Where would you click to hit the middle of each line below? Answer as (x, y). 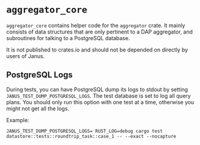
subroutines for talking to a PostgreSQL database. (68, 38)
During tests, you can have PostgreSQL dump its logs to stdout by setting (97, 89)
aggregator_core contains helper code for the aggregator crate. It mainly (96, 25)
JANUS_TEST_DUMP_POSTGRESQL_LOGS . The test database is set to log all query (98, 96)
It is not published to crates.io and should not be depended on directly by (97, 50)
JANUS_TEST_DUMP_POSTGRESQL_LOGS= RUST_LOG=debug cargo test (85, 131)
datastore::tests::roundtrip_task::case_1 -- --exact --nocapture (91, 136)
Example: (18, 120)
